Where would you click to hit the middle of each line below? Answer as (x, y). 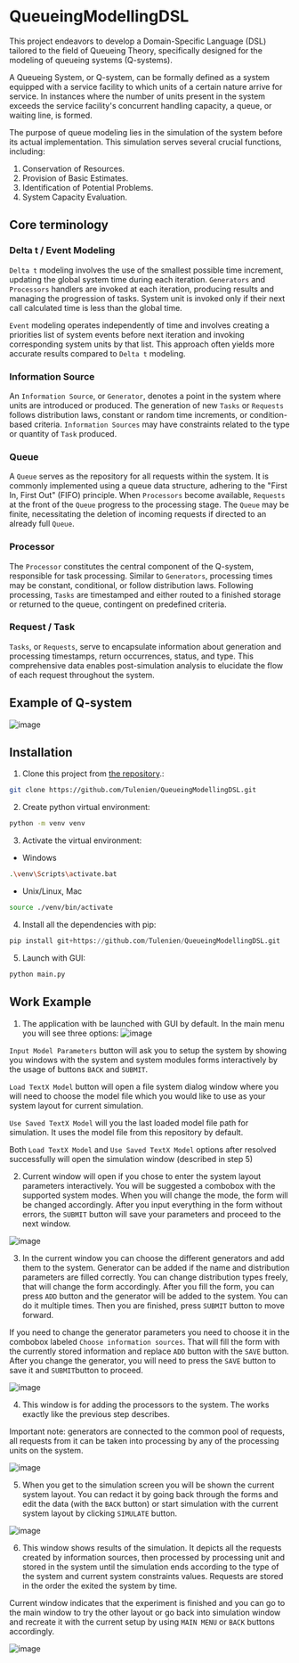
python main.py (37, 974)
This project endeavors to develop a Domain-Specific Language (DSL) (138, 41)
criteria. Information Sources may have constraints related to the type (162, 424)
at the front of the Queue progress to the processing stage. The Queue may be (149, 504)
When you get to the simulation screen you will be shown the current (148, 1485)
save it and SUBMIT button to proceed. (77, 1370)
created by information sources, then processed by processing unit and (154, 1557)
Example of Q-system (71, 703)
